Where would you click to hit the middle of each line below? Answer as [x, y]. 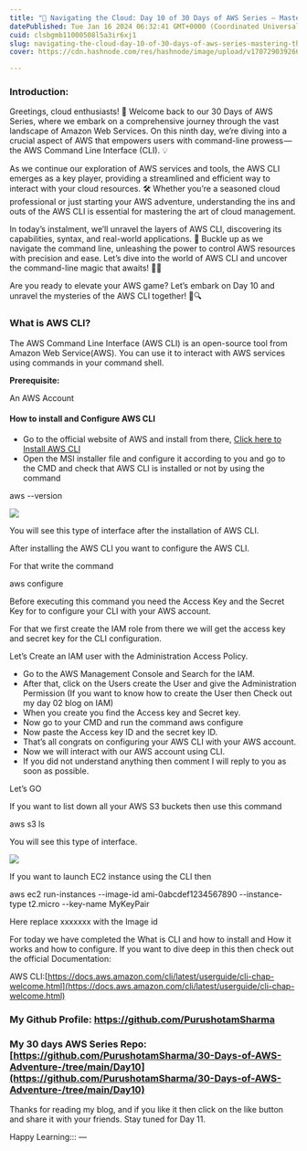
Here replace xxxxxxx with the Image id [84, 921]
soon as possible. [56, 771]
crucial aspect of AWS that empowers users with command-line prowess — [151, 141]
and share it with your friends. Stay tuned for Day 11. [107, 1119]
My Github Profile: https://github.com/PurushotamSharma [143, 1019]
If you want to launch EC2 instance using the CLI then [111, 876]
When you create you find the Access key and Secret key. [132, 713]
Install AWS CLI [51, 449]
